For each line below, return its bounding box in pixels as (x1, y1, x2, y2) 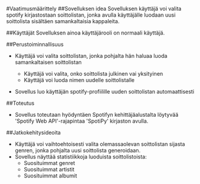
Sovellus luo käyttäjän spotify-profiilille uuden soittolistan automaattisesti (14, 88, 195, 95)
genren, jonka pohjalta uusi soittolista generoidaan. (14, 147, 141, 154)
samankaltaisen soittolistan (14, 59, 82, 66)
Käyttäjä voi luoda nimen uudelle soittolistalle (23, 77, 135, 83)
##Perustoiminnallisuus (6, 41, 64, 48)
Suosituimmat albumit (23, 172, 78, 179)
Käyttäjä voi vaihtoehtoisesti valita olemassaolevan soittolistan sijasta (14, 141, 185, 148)
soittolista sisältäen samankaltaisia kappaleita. (6, 18, 120, 24)
